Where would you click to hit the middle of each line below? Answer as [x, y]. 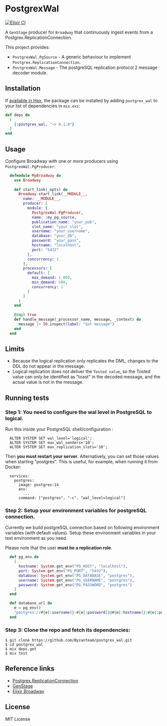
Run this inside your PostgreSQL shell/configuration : [59, 429]
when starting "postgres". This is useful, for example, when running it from [82, 462]
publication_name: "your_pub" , [64, 222]
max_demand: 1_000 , [52, 278]
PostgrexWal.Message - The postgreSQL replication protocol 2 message [85, 67]
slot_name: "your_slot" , [57, 227]
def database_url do [31, 603]
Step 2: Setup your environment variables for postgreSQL [76, 510]
